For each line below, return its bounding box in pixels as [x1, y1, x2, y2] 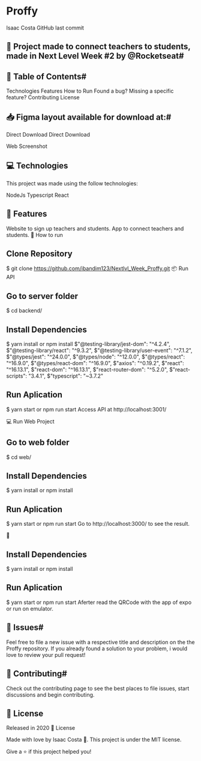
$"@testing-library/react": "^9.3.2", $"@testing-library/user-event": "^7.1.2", [6, 347, 193, 354]
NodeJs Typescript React [6, 191, 69, 199]
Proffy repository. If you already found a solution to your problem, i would [6, 645, 188, 652]
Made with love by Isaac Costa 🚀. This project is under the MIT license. [6, 736, 182, 744]
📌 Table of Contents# [6, 71, 87, 82]
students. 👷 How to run [6, 231, 63, 238]
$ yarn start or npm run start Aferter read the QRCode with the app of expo [6, 599, 192, 606]
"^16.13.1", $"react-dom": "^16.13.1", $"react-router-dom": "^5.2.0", [6, 366, 168, 374]
